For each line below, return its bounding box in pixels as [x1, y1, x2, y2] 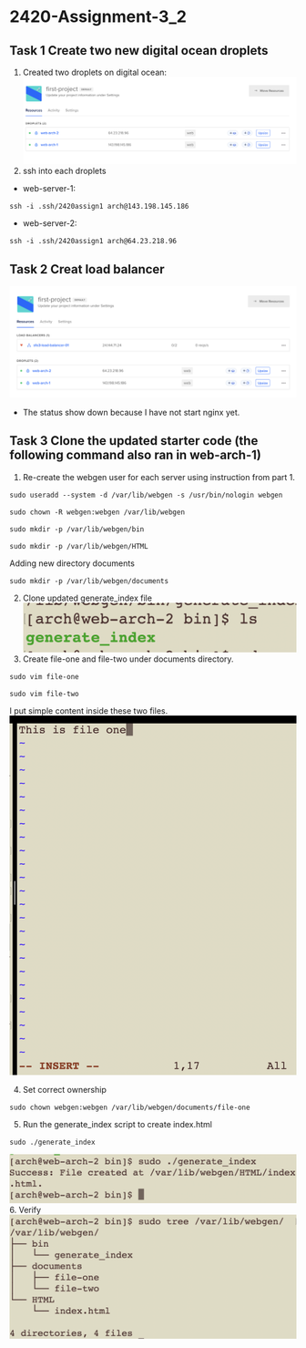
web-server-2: [22, 218, 77, 229]
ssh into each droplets [22, 166, 107, 177]
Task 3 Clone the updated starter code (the [9, 433, 259, 448]
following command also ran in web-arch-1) [9, 448, 261, 463]
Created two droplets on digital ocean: [22, 67, 167, 77]
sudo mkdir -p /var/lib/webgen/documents [9, 576, 169, 585]
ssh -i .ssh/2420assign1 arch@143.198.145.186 [9, 202, 189, 211]
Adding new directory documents [9, 558, 135, 569]
